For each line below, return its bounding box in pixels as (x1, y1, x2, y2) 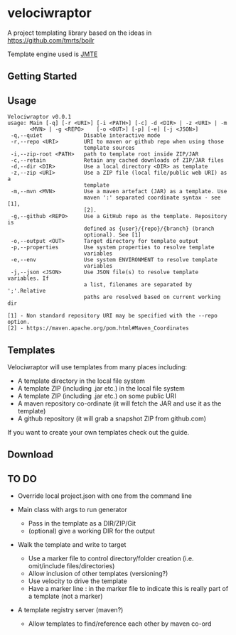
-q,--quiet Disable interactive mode (10, 132, 161, 139)
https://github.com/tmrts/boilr (7, 36, 95, 44)
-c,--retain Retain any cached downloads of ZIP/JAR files (10, 157, 224, 164)
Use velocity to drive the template (28, 577, 128, 585)
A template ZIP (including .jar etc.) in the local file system (17, 384, 185, 392)
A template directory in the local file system (17, 376, 146, 385)
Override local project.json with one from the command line (17, 492, 192, 500)
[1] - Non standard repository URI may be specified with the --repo (7, 313, 218, 320)
